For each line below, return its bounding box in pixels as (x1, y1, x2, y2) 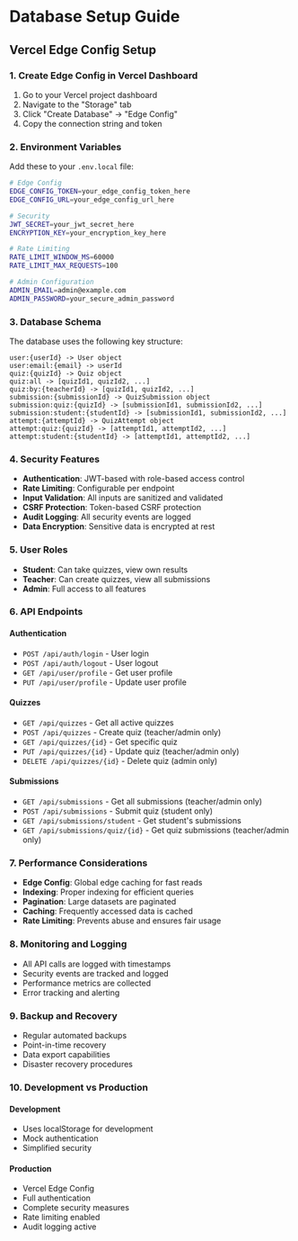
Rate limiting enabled (22, 1212, 101, 1223)
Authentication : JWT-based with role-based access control (22, 473, 245, 484)
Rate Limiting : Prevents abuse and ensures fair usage (22, 915, 222, 926)
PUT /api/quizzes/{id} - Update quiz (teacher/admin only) (22, 745, 240, 757)
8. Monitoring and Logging (9, 938, 127, 950)
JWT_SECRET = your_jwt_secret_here (9, 220, 135, 229)
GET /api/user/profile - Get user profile (22, 667, 173, 678)
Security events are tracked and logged (22, 967, 169, 978)
